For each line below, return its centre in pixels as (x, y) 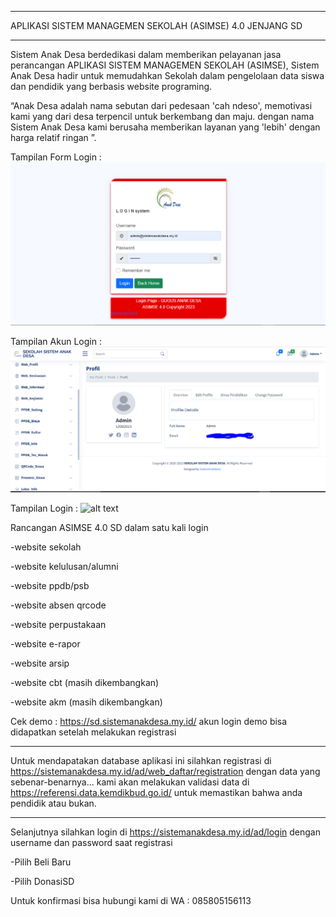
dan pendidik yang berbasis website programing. (111, 86)
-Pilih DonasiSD (42, 882)
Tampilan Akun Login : (56, 342)
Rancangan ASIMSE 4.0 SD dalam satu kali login (109, 528)
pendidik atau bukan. (53, 803)
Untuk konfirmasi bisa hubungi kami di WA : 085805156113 (131, 901)
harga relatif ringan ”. (53, 137)
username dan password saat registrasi (91, 843)
